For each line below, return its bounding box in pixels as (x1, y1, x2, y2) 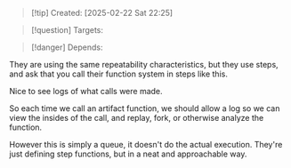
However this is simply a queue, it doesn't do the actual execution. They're (9, 140, 283, 149)
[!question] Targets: (30, 25, 104, 35)
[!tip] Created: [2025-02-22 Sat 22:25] (30, 8, 174, 18)
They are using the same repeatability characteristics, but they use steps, (9, 60, 279, 69)
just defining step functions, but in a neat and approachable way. (9, 148, 247, 159)
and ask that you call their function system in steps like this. (9, 68, 229, 79)
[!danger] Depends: (30, 42, 103, 52)
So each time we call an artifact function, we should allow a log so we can (9, 103, 280, 114)
